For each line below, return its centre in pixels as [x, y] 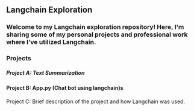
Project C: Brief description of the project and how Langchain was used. [96, 101]
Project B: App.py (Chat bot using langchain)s [65, 88]
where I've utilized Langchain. [51, 42]
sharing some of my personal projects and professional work [97, 34]
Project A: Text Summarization [45, 72]
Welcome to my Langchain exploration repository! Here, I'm [95, 27]
